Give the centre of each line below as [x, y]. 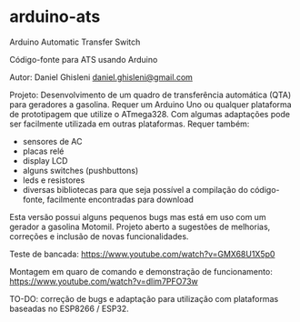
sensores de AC [53, 141]
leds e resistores [54, 180]
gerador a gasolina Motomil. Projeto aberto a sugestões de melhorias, [140, 226]
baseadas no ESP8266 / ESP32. [69, 308]
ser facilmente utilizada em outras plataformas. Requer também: [130, 124]
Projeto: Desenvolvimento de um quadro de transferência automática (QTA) [150, 95]
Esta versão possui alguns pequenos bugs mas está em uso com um [138, 216]
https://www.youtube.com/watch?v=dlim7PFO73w [104, 281]
